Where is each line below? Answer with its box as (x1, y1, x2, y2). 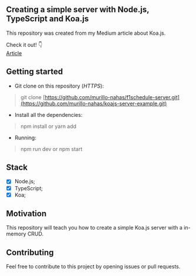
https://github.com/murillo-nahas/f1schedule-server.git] (45, 93, 180, 100)
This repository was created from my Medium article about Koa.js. (6, 29, 166, 36)
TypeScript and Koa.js (6, 14, 89, 24)
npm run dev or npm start (20, 145, 83, 152)
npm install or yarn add (20, 123, 77, 130)
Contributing (6, 247, 54, 257)
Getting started (6, 67, 63, 77)
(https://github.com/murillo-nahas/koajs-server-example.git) (20, 100, 167, 107)
